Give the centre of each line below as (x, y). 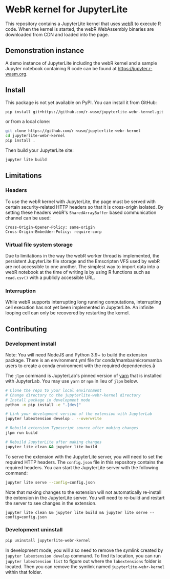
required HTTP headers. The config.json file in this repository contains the (84, 462)
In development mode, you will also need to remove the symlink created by (84, 550)
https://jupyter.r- (135, 68)
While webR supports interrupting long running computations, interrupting (83, 302)
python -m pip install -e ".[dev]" (43, 405)
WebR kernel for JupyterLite (67, 9)
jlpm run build (22, 433)
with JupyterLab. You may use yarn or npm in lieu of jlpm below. (72, 381)
